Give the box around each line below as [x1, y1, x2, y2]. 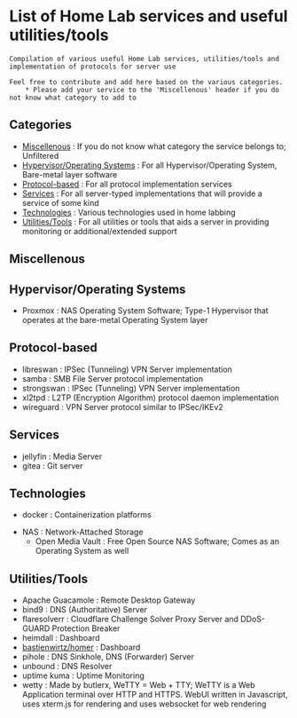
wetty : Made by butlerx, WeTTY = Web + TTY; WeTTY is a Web [21, 680, 255, 690]
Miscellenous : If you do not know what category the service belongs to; [21, 140, 286, 152]
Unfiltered [21, 150, 59, 161]
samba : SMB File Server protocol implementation [21, 373, 204, 383]
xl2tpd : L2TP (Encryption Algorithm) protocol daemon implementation [21, 392, 279, 403]
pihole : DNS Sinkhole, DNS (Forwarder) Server [21, 651, 195, 662]
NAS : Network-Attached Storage [21, 526, 144, 538]
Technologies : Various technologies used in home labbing [21, 207, 237, 217]
